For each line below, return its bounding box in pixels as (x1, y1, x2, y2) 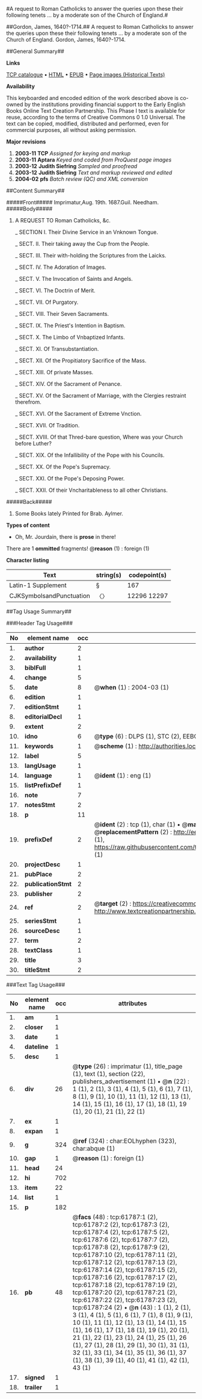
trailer (25, 1383, 43, 1391)
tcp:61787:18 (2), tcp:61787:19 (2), (72, 1281, 177, 1289)
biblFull (25, 664, 46, 671)
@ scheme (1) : (94, 742, 137, 750)
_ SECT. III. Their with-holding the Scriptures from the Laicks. (14, 252, 167, 259)
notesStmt (25, 801, 55, 809)
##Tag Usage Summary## (6, 608, 72, 615)
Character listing (6, 557, 49, 564)
